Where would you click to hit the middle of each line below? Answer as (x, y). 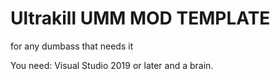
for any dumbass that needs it (72, 46)
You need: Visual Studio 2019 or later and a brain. (112, 65)
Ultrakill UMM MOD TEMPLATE (140, 18)
